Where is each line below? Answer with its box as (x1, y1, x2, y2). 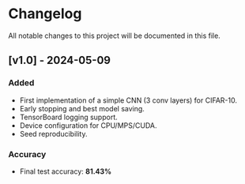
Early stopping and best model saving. (19, 103, 145, 113)
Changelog (8, 5, 82, 23)
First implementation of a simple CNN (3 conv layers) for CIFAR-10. (19, 96, 237, 105)
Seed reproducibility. (19, 129, 88, 138)
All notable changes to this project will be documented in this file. (8, 31, 221, 40)
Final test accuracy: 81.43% (19, 167, 112, 176)
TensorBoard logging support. (19, 112, 118, 122)
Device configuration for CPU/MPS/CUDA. (19, 120, 157, 130)
